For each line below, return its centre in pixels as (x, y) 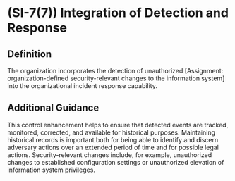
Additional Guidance (53, 108)
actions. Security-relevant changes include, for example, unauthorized (110, 155)
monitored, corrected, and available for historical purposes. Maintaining (111, 132)
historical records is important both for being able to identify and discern (113, 139)
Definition (29, 54)
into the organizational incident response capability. (82, 86)
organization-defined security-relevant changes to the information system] (116, 78)
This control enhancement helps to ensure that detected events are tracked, (118, 125)
